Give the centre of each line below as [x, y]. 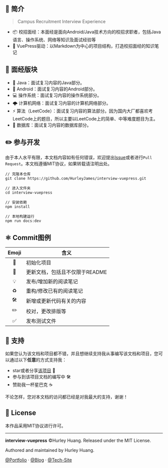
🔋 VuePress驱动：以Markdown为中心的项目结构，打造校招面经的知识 [83, 46]
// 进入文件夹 [18, 188]
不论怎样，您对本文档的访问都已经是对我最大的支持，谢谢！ [66, 397]
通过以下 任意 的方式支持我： [38, 360]
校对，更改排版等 [46, 311]
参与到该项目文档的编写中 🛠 [41, 377]
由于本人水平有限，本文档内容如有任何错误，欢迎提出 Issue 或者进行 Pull [79, 158]
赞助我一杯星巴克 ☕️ [32, 385]
